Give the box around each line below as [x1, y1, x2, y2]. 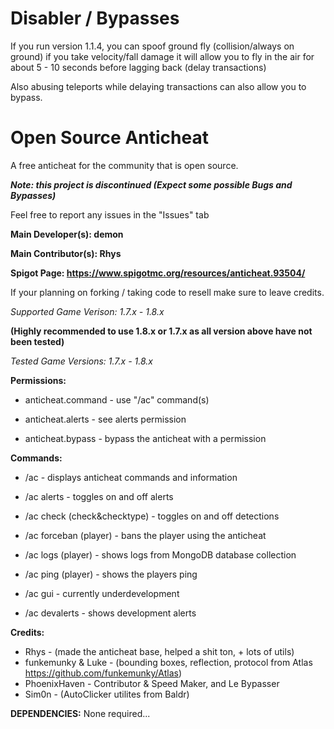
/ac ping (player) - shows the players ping [24, 568, 198, 580]
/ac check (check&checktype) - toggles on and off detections [24, 510, 280, 522]
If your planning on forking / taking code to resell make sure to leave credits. [10, 286, 325, 298]
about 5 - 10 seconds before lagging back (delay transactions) [10, 61, 267, 73]
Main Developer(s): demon [10, 228, 124, 240]
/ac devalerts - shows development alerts [24, 607, 197, 619]
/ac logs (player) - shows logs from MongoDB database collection [24, 548, 297, 561]
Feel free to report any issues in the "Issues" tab [10, 208, 210, 221]
